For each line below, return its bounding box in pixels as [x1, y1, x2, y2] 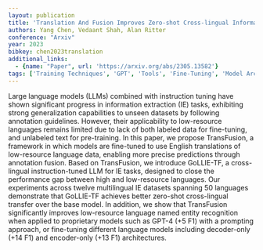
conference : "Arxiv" [8, 33, 76, 42]
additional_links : [8, 56, 68, 63]
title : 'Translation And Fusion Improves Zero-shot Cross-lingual [8, 19, 229, 27]
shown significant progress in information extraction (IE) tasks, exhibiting [8, 100, 244, 109]
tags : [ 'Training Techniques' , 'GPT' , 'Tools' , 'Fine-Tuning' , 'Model [8, 70, 243, 78]
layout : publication [8, 11, 76, 20]
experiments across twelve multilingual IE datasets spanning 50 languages [8, 183, 249, 192]
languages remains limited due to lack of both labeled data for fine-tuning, [8, 125, 248, 134]
